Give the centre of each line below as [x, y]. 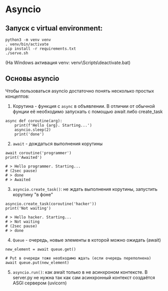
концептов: [17, 96]
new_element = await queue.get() [41, 249]
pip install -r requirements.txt [41, 49]
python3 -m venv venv [28, 40]
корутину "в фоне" [33, 194]
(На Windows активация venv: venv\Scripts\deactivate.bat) [68, 63]
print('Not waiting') [28, 208]
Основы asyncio [32, 79]
